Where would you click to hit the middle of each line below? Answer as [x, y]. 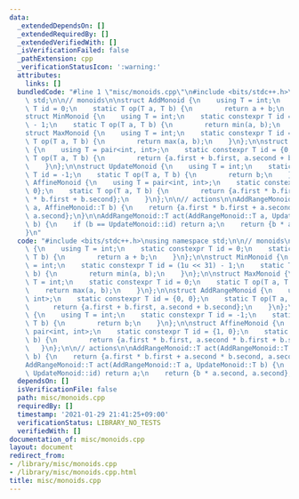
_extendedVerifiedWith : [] [67, 42]
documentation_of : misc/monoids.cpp [77, 439]
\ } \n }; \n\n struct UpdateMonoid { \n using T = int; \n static [159, 166]
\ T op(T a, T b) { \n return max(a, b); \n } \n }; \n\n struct [157, 141]
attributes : [40, 76]
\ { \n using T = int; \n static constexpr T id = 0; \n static [159, 249]
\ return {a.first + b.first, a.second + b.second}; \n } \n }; [157, 307]
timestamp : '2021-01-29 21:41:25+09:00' [93, 414]
